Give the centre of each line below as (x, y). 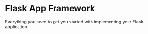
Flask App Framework (50, 8)
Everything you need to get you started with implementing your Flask (74, 22)
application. (17, 26)
